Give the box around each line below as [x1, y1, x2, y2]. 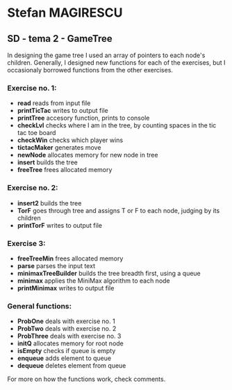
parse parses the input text [17, 261, 96, 270]
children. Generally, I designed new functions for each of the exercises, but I [7, 58, 226, 67]
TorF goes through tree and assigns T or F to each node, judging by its [17, 206, 220, 214]
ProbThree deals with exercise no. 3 [17, 332, 122, 341]
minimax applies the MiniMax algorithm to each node [17, 276, 170, 285]
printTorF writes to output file [17, 221, 103, 229]
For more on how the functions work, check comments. [7, 375, 166, 384]
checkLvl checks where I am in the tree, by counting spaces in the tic [17, 121, 217, 130]
